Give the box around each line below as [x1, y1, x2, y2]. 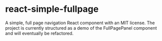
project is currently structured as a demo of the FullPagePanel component [5, 25, 157, 31]
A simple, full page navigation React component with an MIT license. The [5, 20, 156, 26]
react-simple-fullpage [5, 3, 99, 15]
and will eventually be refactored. [5, 30, 74, 36]
